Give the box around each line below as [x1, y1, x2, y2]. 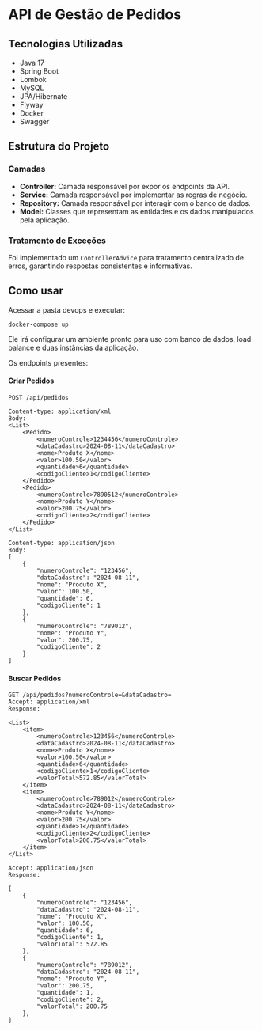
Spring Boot [19, 66, 59, 76]
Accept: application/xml [8, 698, 90, 706]
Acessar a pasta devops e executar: [8, 305, 125, 314]
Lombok [19, 75, 47, 84]
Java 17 [19, 58, 45, 67]
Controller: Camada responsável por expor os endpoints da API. [19, 181, 230, 191]
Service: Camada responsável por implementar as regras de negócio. [19, 190, 248, 199]
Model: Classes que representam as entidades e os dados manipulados [19, 207, 255, 216]
